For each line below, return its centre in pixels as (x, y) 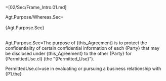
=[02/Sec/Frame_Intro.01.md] (36, 7)
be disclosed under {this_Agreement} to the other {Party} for (68, 53)
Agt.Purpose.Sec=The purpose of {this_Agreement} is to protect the (76, 43)
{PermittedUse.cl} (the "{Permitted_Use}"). (50, 59)
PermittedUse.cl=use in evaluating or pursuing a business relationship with (83, 68)
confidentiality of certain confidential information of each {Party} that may (82, 48)
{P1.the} (13, 74)
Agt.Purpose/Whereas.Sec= (35, 17)
